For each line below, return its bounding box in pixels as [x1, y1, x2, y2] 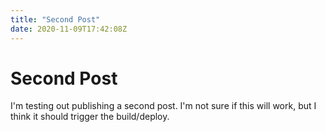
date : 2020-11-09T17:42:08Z [10, 24, 128, 34]
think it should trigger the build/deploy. [10, 111, 170, 123]
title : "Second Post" [10, 14, 101, 25]
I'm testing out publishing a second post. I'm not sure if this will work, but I [10, 100, 317, 112]
